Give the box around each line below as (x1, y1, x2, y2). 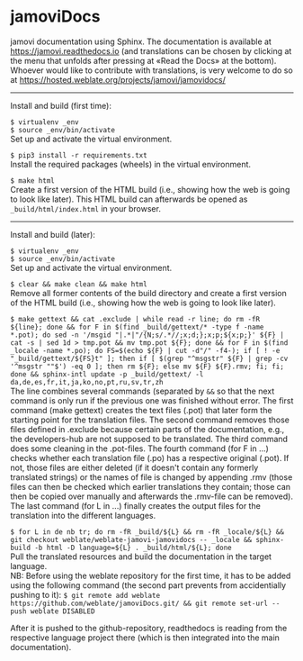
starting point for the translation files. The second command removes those (10, 414, 290, 425)
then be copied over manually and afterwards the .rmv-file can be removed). (10, 491, 293, 502)
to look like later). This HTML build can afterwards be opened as (10, 194, 248, 204)
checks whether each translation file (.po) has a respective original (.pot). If (10, 452, 290, 463)
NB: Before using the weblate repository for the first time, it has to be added (10, 570, 291, 581)
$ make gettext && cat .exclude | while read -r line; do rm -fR (10, 314, 260, 323)
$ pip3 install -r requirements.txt (10, 150, 147, 159)
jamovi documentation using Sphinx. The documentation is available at (10, 36, 272, 47)
